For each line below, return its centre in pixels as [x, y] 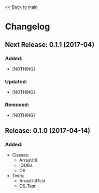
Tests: [18, 176]
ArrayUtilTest [32, 181]
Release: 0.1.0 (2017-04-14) [48, 131]
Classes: [21, 155]
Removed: [17, 105]
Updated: [16, 81]
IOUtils [26, 165]
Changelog [28, 27]
